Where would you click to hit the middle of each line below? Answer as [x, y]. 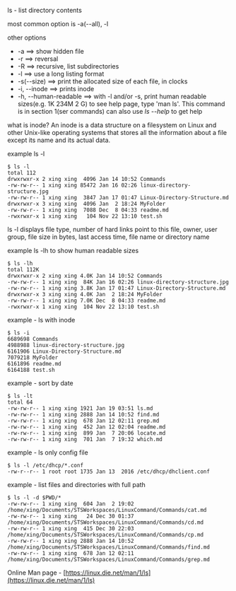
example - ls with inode [41, 320]
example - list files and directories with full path [77, 485]
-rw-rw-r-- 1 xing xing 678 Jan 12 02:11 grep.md [83, 421]
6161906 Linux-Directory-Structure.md [64, 351]
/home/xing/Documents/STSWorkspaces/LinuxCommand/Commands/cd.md [105, 522]
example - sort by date [40, 383]
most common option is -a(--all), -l [58, 24]
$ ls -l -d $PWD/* [34, 498]
